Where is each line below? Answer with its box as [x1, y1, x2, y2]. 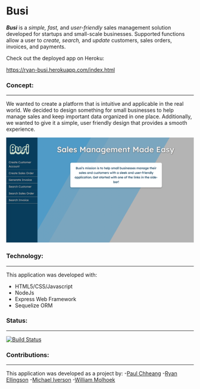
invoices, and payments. [6, 43, 66, 50]
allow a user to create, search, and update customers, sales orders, [6, 36, 173, 44]
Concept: [6, 81, 34, 89]
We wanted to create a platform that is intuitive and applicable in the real [6, 100, 184, 108]
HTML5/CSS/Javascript [14, 283, 73, 290]
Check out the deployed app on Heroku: [6, 54, 105, 62]
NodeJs [14, 289, 35, 296]
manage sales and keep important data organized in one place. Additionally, [6, 113, 192, 120]
